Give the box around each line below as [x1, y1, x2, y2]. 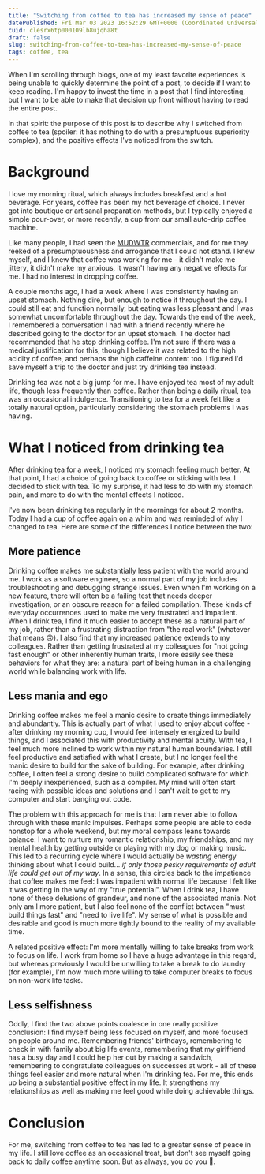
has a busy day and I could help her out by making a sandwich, [8, 1052, 213, 1062]
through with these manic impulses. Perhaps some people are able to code [8, 817, 252, 827]
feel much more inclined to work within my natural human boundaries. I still [8, 743, 252, 753]
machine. [8, 222, 39, 232]
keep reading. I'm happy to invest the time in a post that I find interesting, [8, 87, 246, 95]
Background [8, 163, 90, 181]
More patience [8, 545, 81, 559]
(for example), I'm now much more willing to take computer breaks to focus [8, 967, 252, 977]
